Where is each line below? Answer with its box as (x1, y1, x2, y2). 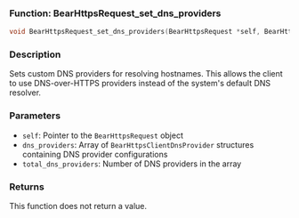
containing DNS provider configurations (21, 149, 168, 159)
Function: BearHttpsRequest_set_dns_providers (9, 7, 222, 20)
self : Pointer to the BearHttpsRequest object (21, 130, 184, 141)
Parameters (9, 109, 61, 122)
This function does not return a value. (9, 201, 148, 212)
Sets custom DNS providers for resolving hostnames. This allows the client (9, 69, 283, 79)
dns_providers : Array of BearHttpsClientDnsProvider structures (21, 139, 255, 149)
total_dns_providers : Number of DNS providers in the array (21, 158, 242, 169)
